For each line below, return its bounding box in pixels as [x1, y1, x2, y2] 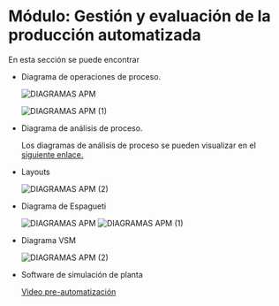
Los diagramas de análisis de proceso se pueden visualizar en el [20, 140, 257, 150]
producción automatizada [8, 25, 202, 45]
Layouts [20, 166, 50, 177]
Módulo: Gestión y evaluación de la [8, 6, 271, 27]
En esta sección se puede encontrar [8, 54, 140, 65]
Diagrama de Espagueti [20, 201, 107, 211]
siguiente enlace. [20, 149, 84, 160]
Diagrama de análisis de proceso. [20, 122, 143, 134]
